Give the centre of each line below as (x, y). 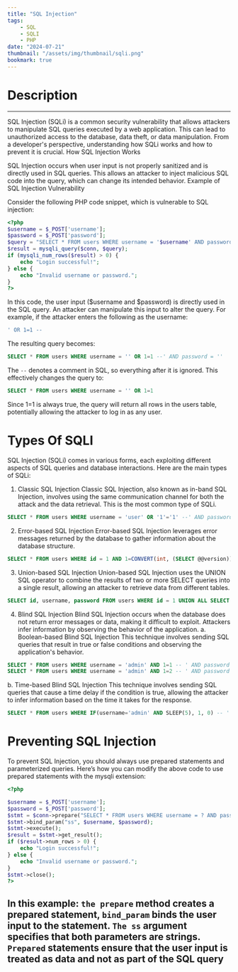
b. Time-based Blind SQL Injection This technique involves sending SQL (112, 685)
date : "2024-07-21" (36, 47)
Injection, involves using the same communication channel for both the (121, 496)
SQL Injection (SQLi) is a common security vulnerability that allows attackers (119, 121)
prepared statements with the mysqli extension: (77, 776)
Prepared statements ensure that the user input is (118, 948)
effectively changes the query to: (56, 378)
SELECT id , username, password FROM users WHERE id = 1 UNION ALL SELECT (119, 601)
